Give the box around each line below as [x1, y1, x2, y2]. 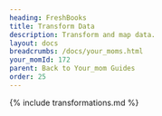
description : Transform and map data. [9, 30, 156, 39]
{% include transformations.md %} [9, 97, 139, 108]
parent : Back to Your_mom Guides [9, 64, 136, 73]
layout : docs [9, 38, 59, 48]
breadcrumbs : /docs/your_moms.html [9, 47, 144, 56]
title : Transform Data [9, 22, 95, 31]
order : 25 [9, 72, 47, 82]
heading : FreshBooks [9, 13, 88, 23]
